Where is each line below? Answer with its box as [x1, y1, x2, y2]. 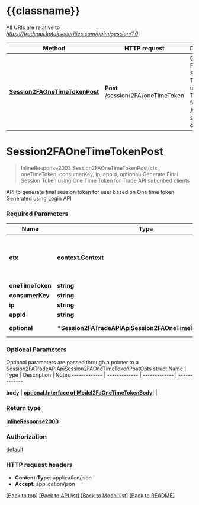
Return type [6, 404, 41, 412]
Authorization [6, 432, 47, 440]
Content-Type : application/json [14, 474, 92, 481]
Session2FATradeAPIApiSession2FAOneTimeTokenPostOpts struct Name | [6, 365, 187, 372]
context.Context [57, 253, 104, 262]
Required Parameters [6, 209, 69, 218]
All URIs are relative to [6, 24, 60, 31]
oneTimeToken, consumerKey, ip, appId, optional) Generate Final [20, 170, 179, 177]
